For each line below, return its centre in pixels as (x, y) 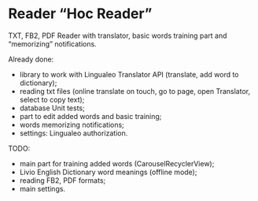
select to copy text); (52, 99)
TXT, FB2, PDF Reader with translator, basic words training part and (118, 35)
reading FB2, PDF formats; (63, 180)
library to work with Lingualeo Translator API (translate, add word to (129, 74)
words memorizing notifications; (72, 125)
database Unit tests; (52, 108)
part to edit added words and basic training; (90, 116)
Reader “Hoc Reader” (80, 14)
